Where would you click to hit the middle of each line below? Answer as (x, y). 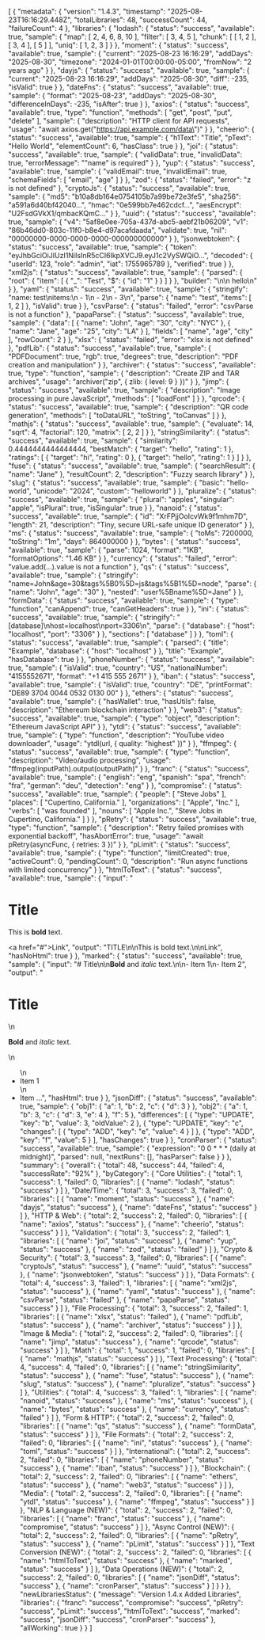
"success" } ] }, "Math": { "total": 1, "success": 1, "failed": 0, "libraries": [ (137, 1350)
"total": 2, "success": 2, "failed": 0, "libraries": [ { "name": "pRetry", (129, 1535)
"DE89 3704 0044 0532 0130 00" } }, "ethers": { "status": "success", (121, 693)
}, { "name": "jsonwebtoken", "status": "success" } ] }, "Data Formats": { (137, 1274)
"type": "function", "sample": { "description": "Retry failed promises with (126, 828)
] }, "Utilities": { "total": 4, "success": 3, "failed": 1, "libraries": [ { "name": (138, 1392)
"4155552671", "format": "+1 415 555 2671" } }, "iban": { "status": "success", (132, 676)
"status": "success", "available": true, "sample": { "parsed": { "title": (118, 642)
